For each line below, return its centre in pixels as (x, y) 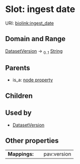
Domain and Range (35, 39)
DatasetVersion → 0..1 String (34, 51)
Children (19, 96)
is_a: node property (33, 80)
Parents (18, 68)
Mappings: (21, 154)
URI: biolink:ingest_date (30, 23)
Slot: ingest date (40, 9)
